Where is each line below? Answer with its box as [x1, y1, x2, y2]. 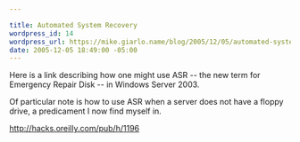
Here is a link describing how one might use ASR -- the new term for [9, 70, 261, 81]
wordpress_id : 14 [9, 28, 74, 38]
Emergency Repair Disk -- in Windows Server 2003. [9, 79, 200, 90]
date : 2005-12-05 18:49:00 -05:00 [9, 45, 138, 54]
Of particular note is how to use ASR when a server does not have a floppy [9, 97, 284, 107]
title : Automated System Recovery [9, 20, 138, 29]
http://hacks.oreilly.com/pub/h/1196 [9, 123, 140, 134]
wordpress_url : [9, 37, 66, 46]
